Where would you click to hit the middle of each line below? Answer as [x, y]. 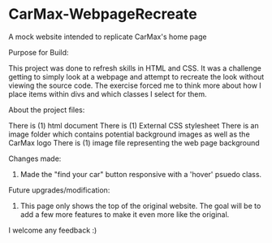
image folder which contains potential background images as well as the [129, 134]
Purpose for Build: [39, 52]
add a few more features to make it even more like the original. [125, 214]
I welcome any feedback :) [53, 230]
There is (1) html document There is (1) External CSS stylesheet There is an [134, 125]
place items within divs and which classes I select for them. [108, 93]
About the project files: [47, 110]
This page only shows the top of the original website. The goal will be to [140, 206]
